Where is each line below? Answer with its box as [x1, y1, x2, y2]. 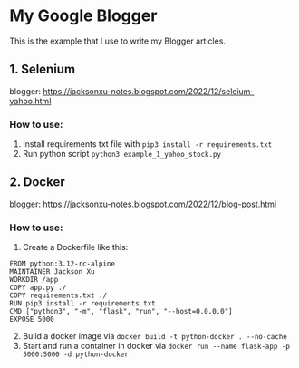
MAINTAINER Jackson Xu [9, 267, 95, 276]
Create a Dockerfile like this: [22, 242, 129, 253]
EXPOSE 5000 [9, 315, 54, 324]
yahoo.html [9, 95, 52, 106]
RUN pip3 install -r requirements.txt [9, 299, 156, 308]
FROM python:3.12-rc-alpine [9, 259, 116, 268]
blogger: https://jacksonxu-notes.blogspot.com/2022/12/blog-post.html [9, 199, 277, 209]
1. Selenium [9, 62, 75, 77]
